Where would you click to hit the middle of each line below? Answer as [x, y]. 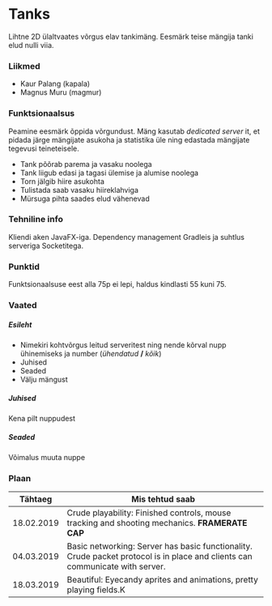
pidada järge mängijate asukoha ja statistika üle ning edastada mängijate [129, 139]
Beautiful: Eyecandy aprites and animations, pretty [163, 580]
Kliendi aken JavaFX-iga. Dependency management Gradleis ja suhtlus [127, 237]
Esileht [20, 324]
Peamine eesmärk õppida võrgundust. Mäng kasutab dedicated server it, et [134, 131]
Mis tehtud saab [164, 499]
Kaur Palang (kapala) [55, 84]
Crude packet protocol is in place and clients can [159, 557]
